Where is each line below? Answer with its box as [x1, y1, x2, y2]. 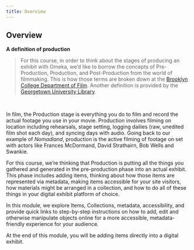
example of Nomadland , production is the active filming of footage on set [6, 136, 183, 143]
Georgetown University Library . [20, 88, 97, 95]
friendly [6, 221, 25, 228]
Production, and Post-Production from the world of [49, 70, 173, 77]
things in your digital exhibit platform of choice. [6, 191, 120, 198]
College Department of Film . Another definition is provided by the [20, 82, 179, 89]
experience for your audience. [26, 221, 99, 228]
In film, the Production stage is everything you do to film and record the [6, 111, 179, 118]
